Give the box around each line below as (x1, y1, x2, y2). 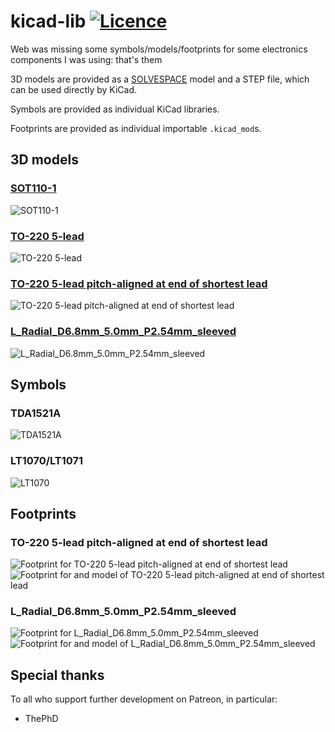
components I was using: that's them (10, 53, 163, 65)
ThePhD (24, 713, 59, 725)
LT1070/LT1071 (10, 454, 84, 468)
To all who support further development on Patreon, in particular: (10, 693, 278, 705)
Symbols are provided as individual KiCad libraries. (10, 103, 220, 115)
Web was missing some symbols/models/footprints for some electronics (10, 43, 308, 55)
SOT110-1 (10, 181, 57, 195)
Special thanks (10, 666, 105, 684)
